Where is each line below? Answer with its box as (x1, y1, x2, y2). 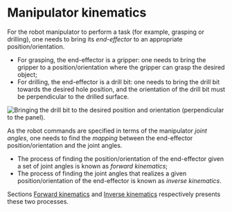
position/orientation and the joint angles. (7, 141, 123, 149)
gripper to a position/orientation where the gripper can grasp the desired (17, 63, 225, 71)
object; (17, 70, 38, 79)
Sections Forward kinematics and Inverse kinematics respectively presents (7, 190, 221, 198)
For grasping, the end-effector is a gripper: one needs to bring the (17, 55, 206, 64)
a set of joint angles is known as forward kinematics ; (17, 162, 168, 170)
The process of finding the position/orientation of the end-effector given (17, 154, 224, 163)
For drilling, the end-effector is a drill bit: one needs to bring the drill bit (17, 77, 220, 86)
